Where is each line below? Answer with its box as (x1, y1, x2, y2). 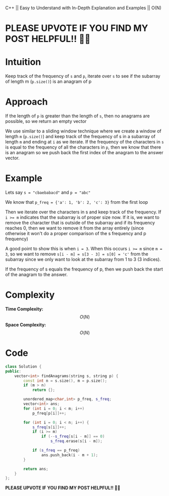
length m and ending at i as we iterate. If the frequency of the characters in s (5, 139, 164, 145)
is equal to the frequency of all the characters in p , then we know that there (5, 144, 161, 150)
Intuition (5, 56, 41, 68)
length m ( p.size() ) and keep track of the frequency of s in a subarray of (5, 133, 155, 140)
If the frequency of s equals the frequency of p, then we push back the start (5, 266, 163, 272)
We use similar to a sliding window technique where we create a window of (5, 128, 161, 134)
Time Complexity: (5, 306, 44, 312)
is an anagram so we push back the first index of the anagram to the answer (5, 150, 164, 156)
